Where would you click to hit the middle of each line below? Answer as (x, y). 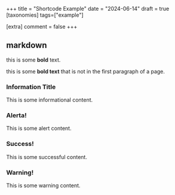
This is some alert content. (39, 129)
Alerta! (16, 115)
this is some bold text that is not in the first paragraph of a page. (86, 71)
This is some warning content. (43, 185)
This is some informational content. (50, 100)
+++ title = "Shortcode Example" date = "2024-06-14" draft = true (88, 9)
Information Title (31, 87)
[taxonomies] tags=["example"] (45, 15)
